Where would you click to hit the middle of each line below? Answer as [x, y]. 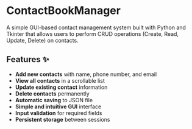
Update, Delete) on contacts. [42, 40]
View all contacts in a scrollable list [60, 80]
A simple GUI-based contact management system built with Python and [96, 27]
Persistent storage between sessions [62, 119]
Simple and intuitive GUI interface [58, 106]
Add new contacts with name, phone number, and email [86, 74]
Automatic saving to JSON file [54, 100]
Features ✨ [28, 59]
